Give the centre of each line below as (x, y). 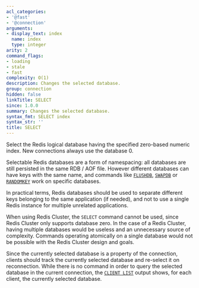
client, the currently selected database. (54, 279)
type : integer (29, 45)
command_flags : (25, 56)
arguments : (20, 28)
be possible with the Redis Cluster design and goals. (70, 242)
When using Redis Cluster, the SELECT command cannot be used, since (92, 217)
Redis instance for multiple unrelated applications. (67, 205)
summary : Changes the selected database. (58, 111)
